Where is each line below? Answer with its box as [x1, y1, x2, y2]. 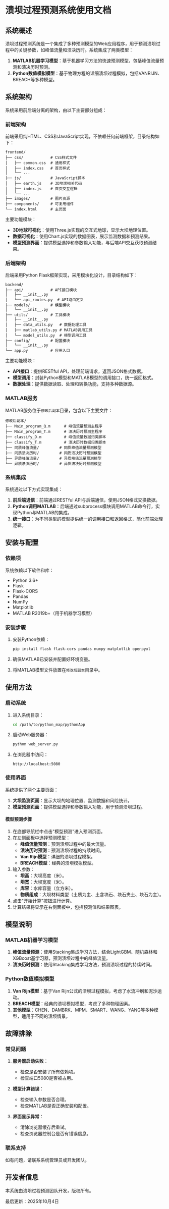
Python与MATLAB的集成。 [17, 510, 72, 515]
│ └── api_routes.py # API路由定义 [5, 297, 84, 303]
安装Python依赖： [12, 636, 50, 642]
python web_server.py [12, 742, 58, 747]
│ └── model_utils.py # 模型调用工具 [5, 333, 87, 338]
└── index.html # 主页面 [5, 207, 67, 212]
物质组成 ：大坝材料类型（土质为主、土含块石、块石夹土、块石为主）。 [20, 891, 164, 897]
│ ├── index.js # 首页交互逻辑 [5, 186, 78, 192]
